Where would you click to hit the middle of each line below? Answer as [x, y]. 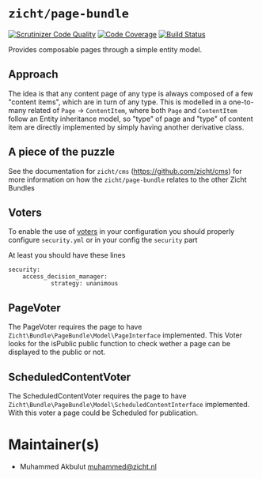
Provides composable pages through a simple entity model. [105, 49]
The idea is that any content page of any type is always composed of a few [131, 93]
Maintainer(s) [54, 445]
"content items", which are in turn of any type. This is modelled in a [118, 102]
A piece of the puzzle [62, 152]
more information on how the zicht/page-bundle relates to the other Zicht [127, 179]
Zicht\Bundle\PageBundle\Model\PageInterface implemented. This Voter [125, 335]
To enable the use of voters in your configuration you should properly [122, 232]
